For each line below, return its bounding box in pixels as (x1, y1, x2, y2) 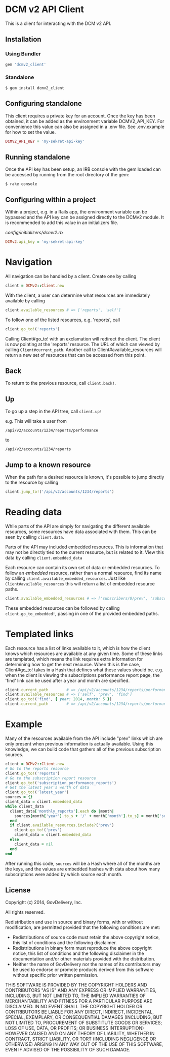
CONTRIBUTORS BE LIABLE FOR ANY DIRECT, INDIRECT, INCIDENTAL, (5, 1009, 154, 1015)
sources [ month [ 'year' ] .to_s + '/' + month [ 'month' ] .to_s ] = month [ (14, 813, 160, 819)
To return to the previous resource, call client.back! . (5, 380, 116, 386)
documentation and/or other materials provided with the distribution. (12, 956, 155, 962)
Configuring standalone (5, 99, 82, 108)
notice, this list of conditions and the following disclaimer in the (12, 950, 144, 956)
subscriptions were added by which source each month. (5, 871, 122, 877)
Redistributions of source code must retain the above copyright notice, (12, 934, 160, 941)
